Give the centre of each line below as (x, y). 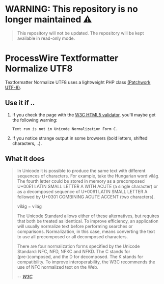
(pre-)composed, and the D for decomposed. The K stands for (80, 256)
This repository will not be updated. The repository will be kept (81, 33)
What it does (25, 159)
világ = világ (29, 206)
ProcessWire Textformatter (62, 58)
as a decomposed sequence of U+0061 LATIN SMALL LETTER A (82, 191)
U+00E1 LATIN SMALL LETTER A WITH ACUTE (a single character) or (87, 186)
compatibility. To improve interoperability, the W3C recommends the (86, 262)
